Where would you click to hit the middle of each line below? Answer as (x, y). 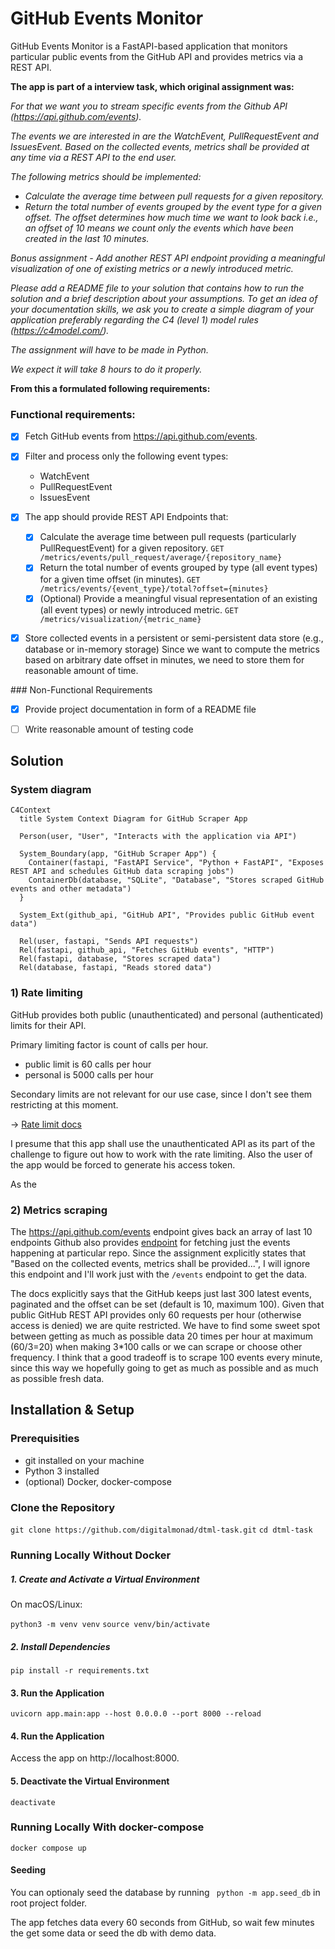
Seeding (28, 1870)
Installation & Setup (72, 1410)
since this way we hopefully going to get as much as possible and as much (164, 1368)
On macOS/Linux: (46, 1604)
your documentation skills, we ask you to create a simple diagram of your (162, 309)
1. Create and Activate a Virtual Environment (105, 1579)
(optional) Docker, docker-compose (98, 1481)
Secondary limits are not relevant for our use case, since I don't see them (161, 1094)
